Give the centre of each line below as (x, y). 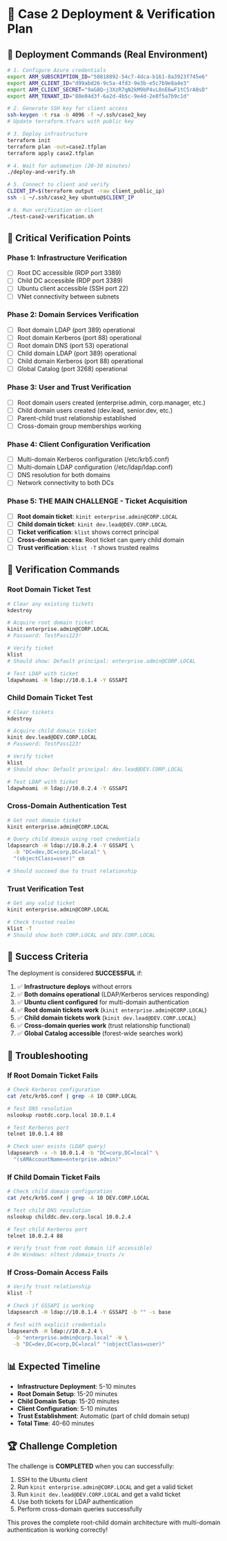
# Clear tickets (30, 712)
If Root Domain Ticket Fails (53, 1075)
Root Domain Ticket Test (49, 589)
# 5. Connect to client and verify (58, 185)
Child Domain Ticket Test (50, 697)
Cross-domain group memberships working (79, 426)
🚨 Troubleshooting (48, 1055)
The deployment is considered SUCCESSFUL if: (75, 973)
